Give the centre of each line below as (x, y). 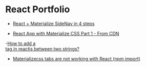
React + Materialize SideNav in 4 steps (54, 24)
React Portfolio (38, 9)
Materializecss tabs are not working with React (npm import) (77, 59)
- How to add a (20, 43)
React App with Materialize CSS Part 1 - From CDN (66, 33)
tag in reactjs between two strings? (43, 49)
